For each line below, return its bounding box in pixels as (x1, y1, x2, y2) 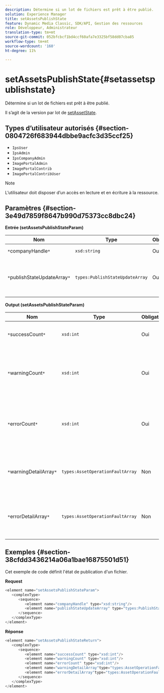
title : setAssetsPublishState (5, 16, 67, 21)
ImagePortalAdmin (12, 161, 48, 166)
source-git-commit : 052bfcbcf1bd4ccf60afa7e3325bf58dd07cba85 (5, 35, 134, 40)
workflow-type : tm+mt (5, 39, 49, 44)
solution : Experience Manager (5, 12, 67, 17)
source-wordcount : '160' (5, 44, 56, 49)
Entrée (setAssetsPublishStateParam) (5, 225, 84, 231)
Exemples (5, 548, 36, 557)
